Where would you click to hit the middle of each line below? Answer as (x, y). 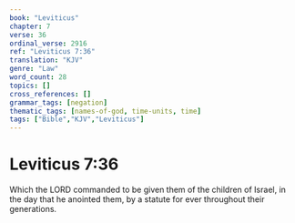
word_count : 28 (38, 77)
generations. (33, 209)
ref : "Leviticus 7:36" (52, 52)
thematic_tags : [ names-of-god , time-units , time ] (106, 111)
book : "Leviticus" (44, 18)
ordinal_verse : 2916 (49, 43)
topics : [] (30, 86)
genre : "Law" (34, 69)
